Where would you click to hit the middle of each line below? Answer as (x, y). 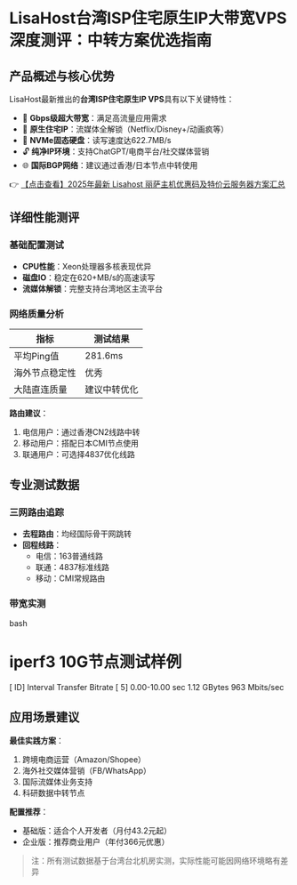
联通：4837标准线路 (72, 567)
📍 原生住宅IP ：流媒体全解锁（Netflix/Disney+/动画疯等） (125, 129)
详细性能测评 (44, 217)
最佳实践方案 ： (36, 740)
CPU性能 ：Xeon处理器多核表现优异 (87, 266)
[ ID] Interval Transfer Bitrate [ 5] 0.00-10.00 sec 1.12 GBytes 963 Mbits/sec (147, 687)
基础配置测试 (37, 245)
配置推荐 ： (29, 811)
